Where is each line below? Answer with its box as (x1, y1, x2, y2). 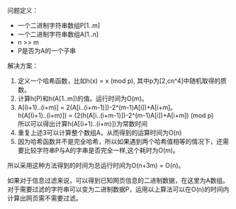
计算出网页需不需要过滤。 (7, 194, 82, 202)
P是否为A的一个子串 (17, 47, 77, 55)
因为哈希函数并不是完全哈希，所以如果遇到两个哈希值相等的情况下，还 (17, 137, 223, 145)
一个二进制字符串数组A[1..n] (17, 30, 99, 38)
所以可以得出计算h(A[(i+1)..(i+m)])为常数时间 (17, 120, 147, 128)
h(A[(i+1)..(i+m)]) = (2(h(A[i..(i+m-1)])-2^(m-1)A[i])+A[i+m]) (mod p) (17, 111, 214, 119)
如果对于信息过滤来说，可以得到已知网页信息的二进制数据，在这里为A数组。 (7, 176, 229, 184)
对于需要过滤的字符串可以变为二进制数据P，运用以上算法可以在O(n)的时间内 (7, 185, 230, 193)
